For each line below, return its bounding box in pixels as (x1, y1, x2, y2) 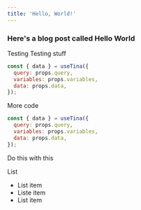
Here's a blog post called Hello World (7, 33, 135, 43)
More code (7, 101, 39, 110)
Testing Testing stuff (7, 49, 66, 57)
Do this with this (7, 153, 54, 162)
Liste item (17, 188, 46, 197)
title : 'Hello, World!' (7, 10, 77, 17)
